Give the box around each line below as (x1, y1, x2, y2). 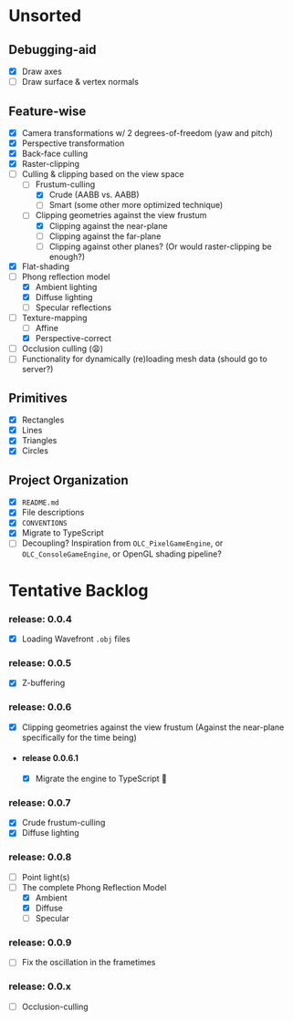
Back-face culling (21, 148, 89, 160)
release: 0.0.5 (8, 656, 72, 669)
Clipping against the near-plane (48, 220, 168, 231)
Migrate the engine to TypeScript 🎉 (35, 773, 168, 784)
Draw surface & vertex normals (21, 77, 139, 88)
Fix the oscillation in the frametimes (21, 957, 156, 968)
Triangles (21, 435, 58, 446)
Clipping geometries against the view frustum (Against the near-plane (21, 722, 285, 733)
